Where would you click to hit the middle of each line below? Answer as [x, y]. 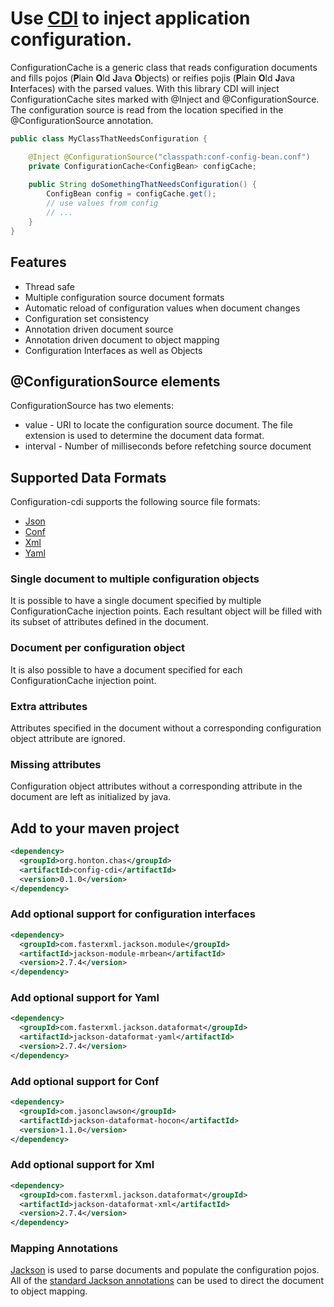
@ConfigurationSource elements [115, 381]
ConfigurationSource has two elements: [92, 406]
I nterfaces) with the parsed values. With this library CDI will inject [145, 88]
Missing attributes [56, 764]
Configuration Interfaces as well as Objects [113, 350]
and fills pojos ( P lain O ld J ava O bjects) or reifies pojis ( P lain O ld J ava [152, 78]
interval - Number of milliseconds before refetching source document [168, 446]
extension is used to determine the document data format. [144, 436]
